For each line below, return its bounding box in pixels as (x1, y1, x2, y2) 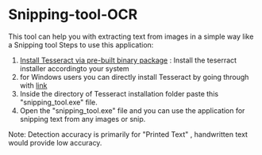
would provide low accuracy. (8, 138, 102, 147)
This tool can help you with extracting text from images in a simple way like (8, 32, 254, 41)
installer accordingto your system (19, 63, 129, 73)
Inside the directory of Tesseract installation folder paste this (19, 89, 219, 98)
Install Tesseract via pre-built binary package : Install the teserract (19, 55, 237, 65)
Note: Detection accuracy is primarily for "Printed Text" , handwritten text (8, 129, 249, 139)
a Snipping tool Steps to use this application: (8, 40, 154, 49)
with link (19, 81, 48, 90)
